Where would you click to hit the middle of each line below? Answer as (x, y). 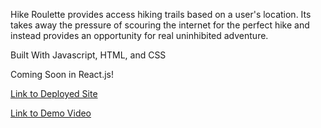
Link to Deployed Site (54, 93)
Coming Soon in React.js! (62, 74)
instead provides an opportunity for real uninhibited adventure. (139, 35)
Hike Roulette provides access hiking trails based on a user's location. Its (161, 14)
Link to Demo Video (51, 113)
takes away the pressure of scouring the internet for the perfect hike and (160, 25)
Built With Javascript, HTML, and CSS (88, 55)
